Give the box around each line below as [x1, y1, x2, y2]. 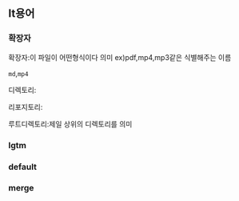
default [8, 161, 38, 172]
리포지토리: [8, 102, 43, 111]
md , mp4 [8, 68, 29, 78]
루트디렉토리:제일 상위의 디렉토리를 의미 [8, 119, 133, 129]
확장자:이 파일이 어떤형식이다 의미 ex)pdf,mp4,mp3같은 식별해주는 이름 [8, 52, 232, 62]
